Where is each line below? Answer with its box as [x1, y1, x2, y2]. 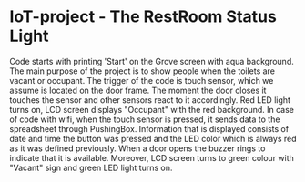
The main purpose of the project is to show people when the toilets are [9, 66, 276, 76]
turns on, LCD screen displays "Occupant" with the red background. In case [9, 104, 294, 115]
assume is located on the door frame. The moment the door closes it [9, 85, 267, 96]
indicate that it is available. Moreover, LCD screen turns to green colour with [9, 152, 294, 163]
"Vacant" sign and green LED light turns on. [9, 162, 173, 173]
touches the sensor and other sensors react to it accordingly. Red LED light [9, 94, 291, 106]
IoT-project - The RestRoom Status [9, 6, 278, 27]
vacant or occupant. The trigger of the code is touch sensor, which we [9, 75, 274, 86]
